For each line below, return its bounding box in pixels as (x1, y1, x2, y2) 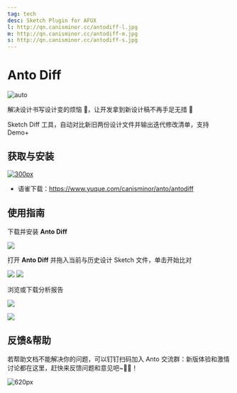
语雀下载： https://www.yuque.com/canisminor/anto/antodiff (17, 184, 194, 193)
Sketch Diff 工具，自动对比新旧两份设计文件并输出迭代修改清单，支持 (7, 120, 209, 129)
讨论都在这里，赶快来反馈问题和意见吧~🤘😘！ (7, 363, 138, 372)
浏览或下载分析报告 (7, 285, 64, 294)
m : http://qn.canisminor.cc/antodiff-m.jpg (7, 30, 138, 38)
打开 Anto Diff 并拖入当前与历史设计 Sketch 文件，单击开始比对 (7, 256, 192, 264)
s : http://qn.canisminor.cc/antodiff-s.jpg (7, 37, 138, 44)
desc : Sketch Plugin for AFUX (7, 17, 97, 24)
